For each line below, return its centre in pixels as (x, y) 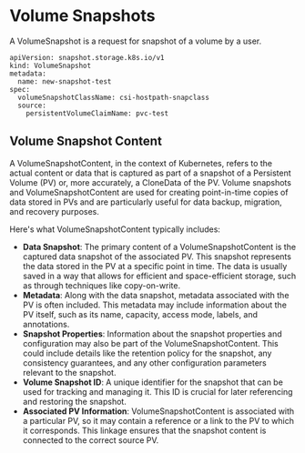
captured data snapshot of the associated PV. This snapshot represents (157, 257)
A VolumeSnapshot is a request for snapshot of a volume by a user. (136, 41)
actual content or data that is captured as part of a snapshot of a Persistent (150, 173)
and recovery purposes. (55, 211)
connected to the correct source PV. (91, 440)
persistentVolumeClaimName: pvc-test (97, 113)
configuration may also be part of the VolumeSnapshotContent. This (151, 343)
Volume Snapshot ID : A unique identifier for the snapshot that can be (153, 382)
